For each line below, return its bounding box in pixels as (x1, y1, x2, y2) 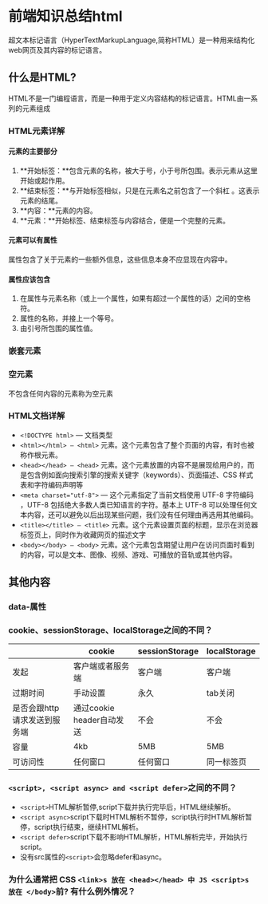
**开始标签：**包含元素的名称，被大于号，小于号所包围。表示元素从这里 (19, 165, 258, 176)
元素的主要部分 (8, 147, 57, 156)
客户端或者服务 (73, 661, 130, 672)
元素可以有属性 (8, 235, 57, 245)
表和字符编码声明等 (19, 480, 84, 489)
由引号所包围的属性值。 (19, 324, 97, 334)
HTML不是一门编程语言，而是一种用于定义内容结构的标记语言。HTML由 (8, 93, 245, 103)
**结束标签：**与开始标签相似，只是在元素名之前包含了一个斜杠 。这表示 (19, 185, 260, 195)
